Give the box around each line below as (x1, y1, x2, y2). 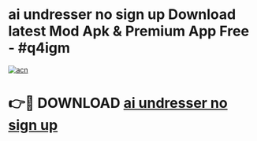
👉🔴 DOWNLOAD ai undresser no (8, 95, 228, 112)
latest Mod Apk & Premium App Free (8, 22, 250, 40)
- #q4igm (8, 39, 71, 57)
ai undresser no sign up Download (8, 6, 237, 24)
